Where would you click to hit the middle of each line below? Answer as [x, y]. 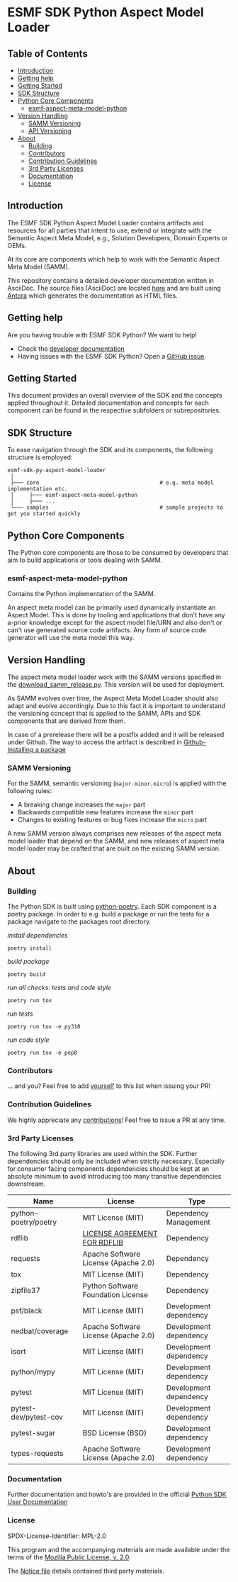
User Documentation [38, 1502]
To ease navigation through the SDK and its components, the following [110, 450]
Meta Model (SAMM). [39, 267]
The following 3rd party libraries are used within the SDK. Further [102, 1154]
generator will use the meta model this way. [71, 638]
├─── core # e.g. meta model [112, 483]
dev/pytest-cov [37, 1417]
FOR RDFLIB [103, 1242]
